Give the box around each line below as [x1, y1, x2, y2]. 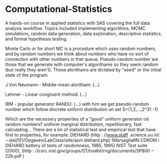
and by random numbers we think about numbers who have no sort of [5, 51, 149, 57]
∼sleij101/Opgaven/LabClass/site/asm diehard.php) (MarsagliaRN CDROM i [5, 137, 160, 143]
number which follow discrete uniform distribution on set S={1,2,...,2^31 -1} [5, 106, 159, 112]
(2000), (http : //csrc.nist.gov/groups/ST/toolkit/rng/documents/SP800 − [5, 148, 155, 154]
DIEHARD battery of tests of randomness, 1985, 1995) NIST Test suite [5, 142, 148, 148]
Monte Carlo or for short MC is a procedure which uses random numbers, [5, 45, 156, 51]
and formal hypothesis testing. [5, 36, 68, 42]
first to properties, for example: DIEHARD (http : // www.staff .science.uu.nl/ [5, 132, 160, 138]
